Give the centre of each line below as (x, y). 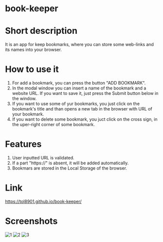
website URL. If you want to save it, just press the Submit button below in (85, 93)
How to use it (32, 69)
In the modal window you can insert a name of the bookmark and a (79, 88)
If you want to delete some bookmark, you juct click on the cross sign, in (85, 119)
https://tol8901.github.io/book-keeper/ (43, 201)
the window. (24, 99)
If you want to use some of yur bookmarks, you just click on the (76, 104)
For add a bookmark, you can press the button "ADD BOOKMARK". (79, 83)
